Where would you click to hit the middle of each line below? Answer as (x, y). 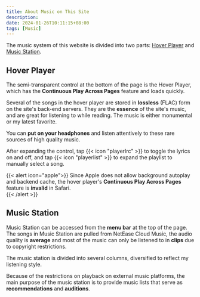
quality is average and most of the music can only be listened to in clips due (100, 240)
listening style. (24, 264)
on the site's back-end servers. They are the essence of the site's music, (96, 109)
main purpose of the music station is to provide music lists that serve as (95, 282)
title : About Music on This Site (48, 12)
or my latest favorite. (32, 122)
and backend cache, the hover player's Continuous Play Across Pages (94, 182)
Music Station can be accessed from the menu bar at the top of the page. (97, 227)
